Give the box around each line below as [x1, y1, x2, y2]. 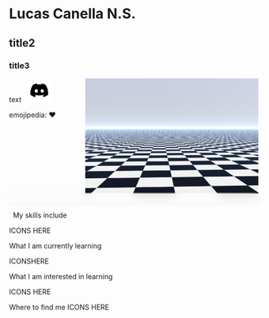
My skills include [12, 210, 68, 220]
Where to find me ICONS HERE [9, 302, 110, 312]
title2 [9, 36, 36, 50]
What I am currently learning [9, 240, 102, 250]
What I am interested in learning [9, 271, 113, 281]
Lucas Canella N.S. [9, 5, 137, 23]
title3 [9, 60, 30, 71]
